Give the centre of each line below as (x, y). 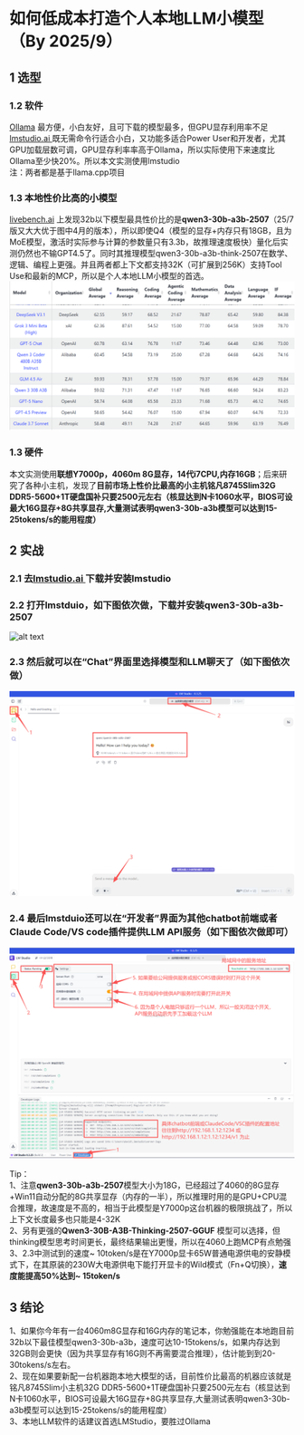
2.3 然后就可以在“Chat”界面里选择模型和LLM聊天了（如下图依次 (150, 662)
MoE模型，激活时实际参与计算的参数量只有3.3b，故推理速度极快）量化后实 (149, 242)
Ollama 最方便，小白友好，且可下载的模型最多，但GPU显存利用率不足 (139, 127)
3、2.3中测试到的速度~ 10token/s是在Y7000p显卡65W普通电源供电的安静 (146, 1253)
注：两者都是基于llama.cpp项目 (67, 172)
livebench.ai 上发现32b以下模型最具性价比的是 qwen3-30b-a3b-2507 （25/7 (152, 219)
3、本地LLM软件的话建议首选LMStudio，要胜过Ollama (110, 1421)
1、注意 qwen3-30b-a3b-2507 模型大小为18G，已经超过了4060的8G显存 (145, 1185)
